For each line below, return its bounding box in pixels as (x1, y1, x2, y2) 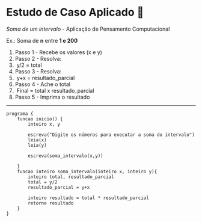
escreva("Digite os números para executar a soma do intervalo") (28, 132, 195, 138)
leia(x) (28, 137, 47, 143)
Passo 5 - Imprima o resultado (14, 93, 90, 100)
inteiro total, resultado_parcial (28, 174, 114, 180)
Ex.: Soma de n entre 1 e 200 (6, 37, 78, 44)
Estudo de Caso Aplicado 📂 (6, 5, 144, 19)
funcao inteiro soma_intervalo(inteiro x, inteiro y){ (17, 168, 158, 174)
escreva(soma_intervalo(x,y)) (28, 153, 103, 159)
